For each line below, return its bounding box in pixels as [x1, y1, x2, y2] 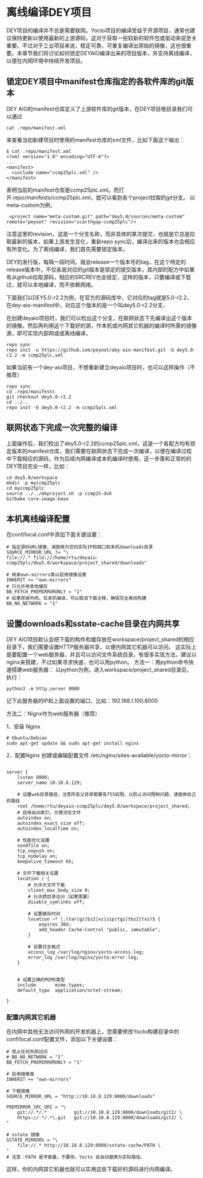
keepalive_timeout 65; [17, 858, 74, 865]
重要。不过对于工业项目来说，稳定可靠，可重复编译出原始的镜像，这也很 [6, 42, 186, 49]
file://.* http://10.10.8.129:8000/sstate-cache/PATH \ [17, 1142, 161, 1149]
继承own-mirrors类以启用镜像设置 [11, 572, 86, 578]
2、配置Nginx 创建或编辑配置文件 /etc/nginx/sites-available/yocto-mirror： [6, 752, 193, 759]
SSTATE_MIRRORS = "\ [6, 1137, 59, 1143]
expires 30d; [38, 922, 71, 928]
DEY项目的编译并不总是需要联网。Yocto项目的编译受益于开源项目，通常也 [6, 27, 190, 34]
